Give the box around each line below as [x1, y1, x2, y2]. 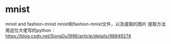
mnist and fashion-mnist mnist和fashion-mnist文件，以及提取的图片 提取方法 [5, 21, 166, 27]
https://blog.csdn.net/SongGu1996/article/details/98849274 [5, 33, 131, 39]
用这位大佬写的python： [5, 27, 56, 33]
